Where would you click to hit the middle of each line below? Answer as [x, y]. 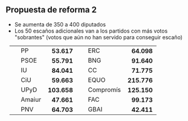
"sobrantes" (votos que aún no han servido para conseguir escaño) [98, 37]
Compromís [105, 90]
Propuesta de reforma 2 [51, 10]
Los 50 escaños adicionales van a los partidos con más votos [91, 31]
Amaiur [31, 99]
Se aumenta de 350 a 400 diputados [60, 24]
